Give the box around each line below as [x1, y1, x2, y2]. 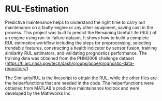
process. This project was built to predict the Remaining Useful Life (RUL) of [5, 29, 157, 35]
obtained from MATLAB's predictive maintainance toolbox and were [5, 85, 140, 91]
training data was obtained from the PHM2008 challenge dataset [5, 55, 134, 61]
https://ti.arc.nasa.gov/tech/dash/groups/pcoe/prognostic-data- [6, 60, 134, 66]
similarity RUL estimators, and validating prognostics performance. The [5, 50, 147, 56]
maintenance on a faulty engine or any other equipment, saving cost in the [5, 24, 153, 30]
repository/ [5, 65, 27, 71]
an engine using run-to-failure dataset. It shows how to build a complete [5, 35, 149, 41]
